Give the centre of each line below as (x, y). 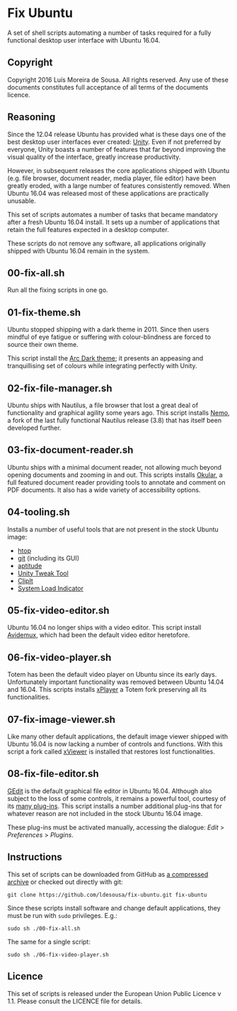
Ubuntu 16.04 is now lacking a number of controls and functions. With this (115, 744)
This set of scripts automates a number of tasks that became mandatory (112, 214)
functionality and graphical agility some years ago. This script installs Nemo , (118, 413)
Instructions (35, 857)
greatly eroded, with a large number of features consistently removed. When (119, 185)
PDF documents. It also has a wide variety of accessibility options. (104, 490)
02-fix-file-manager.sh (60, 388)
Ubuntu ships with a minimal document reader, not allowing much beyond (114, 467)
